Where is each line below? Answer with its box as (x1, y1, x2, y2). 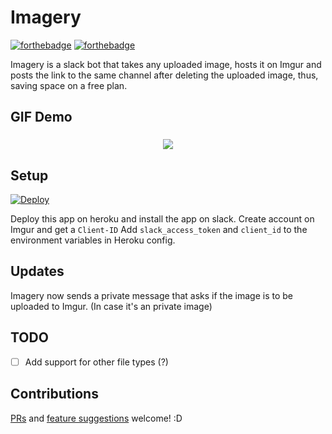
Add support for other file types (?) (24, 356, 169, 368)
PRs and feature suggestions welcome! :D (10, 412, 183, 424)
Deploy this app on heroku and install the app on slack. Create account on (10, 213, 315, 225)
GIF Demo (10, 109, 73, 126)
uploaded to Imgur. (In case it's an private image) (10, 300, 213, 312)
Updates (10, 263, 65, 280)
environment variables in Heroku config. (10, 234, 176, 246)
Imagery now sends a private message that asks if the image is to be (10, 289, 293, 301)
